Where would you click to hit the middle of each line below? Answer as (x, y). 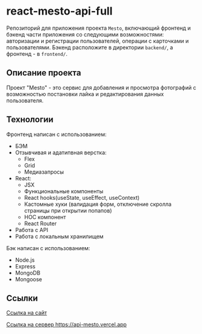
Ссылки (22, 298)
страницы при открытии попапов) (68, 210)
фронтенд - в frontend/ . (37, 53)
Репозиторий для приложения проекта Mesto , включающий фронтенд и (99, 28)
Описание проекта (44, 73)
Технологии (30, 120)
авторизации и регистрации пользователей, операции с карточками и (98, 41)
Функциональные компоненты (64, 191)
